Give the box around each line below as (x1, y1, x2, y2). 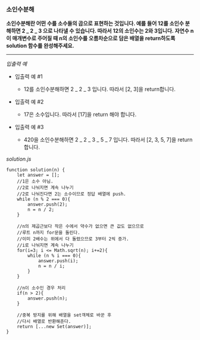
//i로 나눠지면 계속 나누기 (17, 243, 74, 248)
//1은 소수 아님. (17, 178, 54, 185)
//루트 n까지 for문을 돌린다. (17, 230, 80, 236)
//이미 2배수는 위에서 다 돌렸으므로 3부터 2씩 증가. (17, 236, 129, 242)
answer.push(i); (37, 258, 79, 264)
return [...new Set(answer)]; (17, 324, 92, 330)
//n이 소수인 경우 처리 (17, 285, 66, 291)
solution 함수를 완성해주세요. (6, 42, 74, 49)
